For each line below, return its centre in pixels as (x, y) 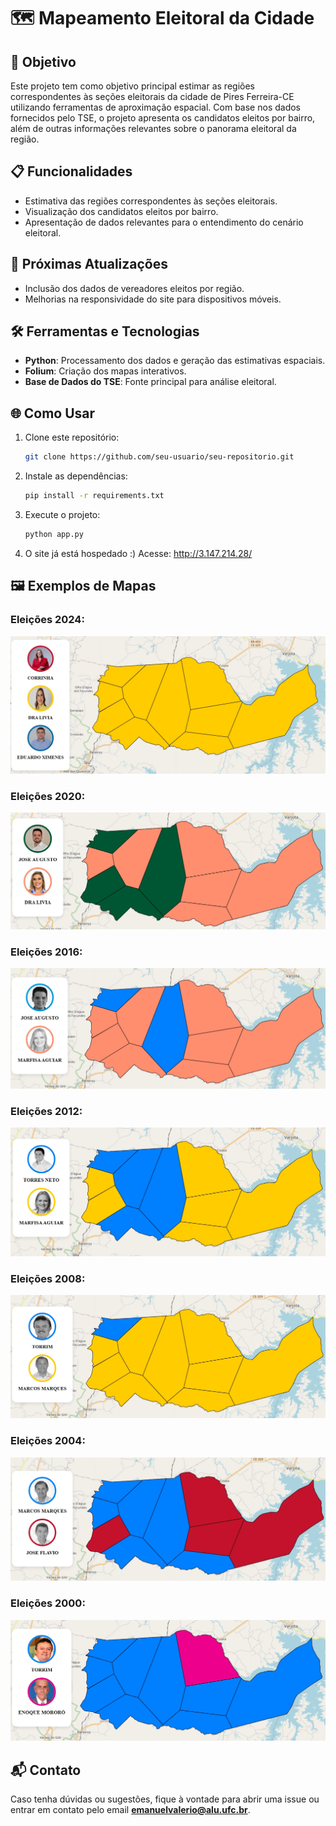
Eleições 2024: (47, 620)
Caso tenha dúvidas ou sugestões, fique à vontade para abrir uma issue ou (165, 1799)
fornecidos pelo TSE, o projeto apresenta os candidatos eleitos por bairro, (163, 118)
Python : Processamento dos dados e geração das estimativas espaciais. (175, 361)
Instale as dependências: (76, 476)
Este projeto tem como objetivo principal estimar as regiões (132, 86)
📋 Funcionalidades (71, 171)
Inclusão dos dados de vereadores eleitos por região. (134, 288)
